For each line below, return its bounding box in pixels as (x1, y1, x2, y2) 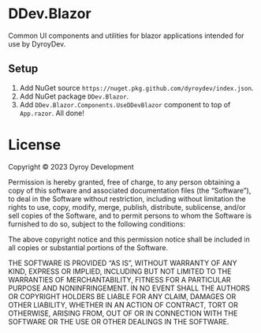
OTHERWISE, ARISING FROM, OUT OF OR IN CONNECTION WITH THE (8, 309, 238, 318)
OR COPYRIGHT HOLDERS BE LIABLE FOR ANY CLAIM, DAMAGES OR (8, 291, 237, 301)
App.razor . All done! (19, 108, 85, 118)
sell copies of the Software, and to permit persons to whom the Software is (8, 211, 252, 220)
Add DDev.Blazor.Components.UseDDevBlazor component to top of (19, 99, 231, 109)
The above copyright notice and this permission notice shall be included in (8, 234, 250, 244)
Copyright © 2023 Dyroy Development (8, 162, 134, 171)
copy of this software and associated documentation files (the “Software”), (8, 185, 252, 195)
